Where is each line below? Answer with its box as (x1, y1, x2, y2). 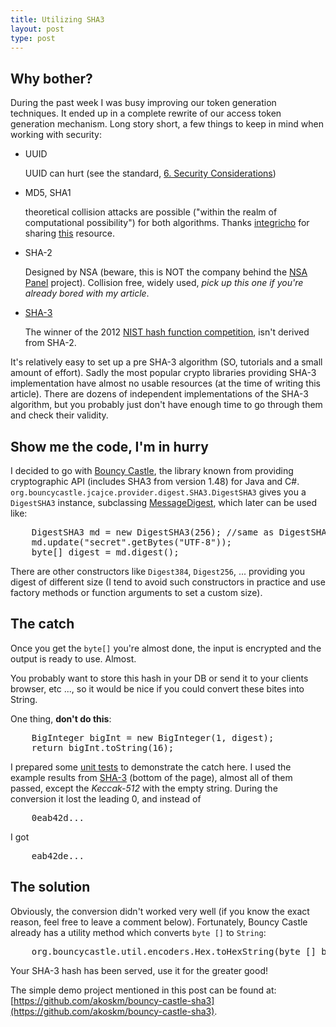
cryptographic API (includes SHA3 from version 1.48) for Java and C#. (10, 476, 300, 487)
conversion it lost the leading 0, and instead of (10, 792, 202, 805)
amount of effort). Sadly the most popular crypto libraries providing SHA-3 (10, 367, 317, 379)
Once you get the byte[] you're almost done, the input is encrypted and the (10, 642, 322, 654)
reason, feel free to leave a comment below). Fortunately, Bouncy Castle (10, 916, 308, 928)
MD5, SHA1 (24, 187, 72, 199)
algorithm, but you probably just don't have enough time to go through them (10, 399, 323, 411)
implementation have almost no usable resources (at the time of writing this (10, 377, 321, 390)
